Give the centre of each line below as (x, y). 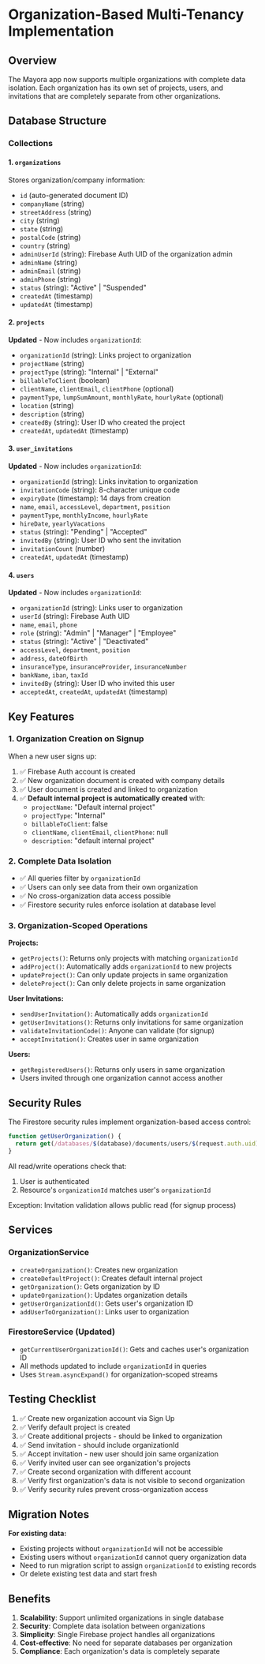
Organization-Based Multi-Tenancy (126, 15)
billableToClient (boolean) (65, 380)
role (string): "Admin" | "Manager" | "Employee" (98, 633)
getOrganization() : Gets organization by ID (90, 1286)
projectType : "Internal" (69, 815)
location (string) (47, 405)
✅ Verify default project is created (75, 1427)
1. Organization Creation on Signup (76, 739)
